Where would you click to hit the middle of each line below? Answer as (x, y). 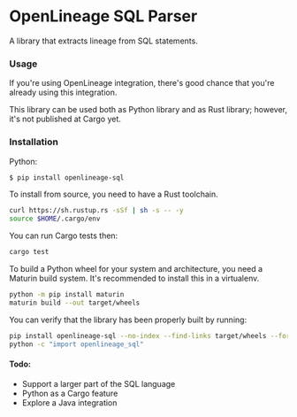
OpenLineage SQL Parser (103, 16)
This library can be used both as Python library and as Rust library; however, (148, 110)
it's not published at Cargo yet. (65, 119)
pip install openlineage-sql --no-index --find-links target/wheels (138, 336)
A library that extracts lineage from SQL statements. (104, 41)
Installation (34, 142)
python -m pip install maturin (67, 295)
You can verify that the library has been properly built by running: (128, 320)
